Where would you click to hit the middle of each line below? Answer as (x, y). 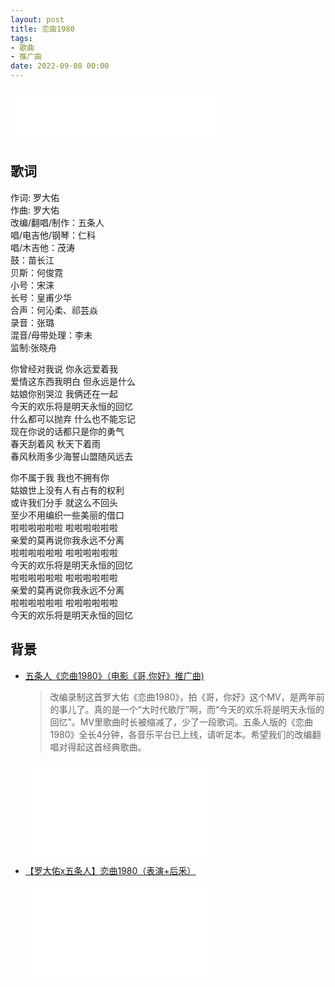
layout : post (37, 19)
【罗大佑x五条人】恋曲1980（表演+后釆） (110, 870)
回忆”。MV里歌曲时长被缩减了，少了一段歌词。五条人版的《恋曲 (181, 722)
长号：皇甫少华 (41, 297)
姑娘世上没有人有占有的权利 (67, 490)
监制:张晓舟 (34, 347)
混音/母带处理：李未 (51, 335)
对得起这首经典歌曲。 (102, 747)
